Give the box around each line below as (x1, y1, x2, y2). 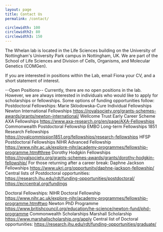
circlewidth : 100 (5, 25, 41, 30)
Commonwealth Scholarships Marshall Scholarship (29, 211, 132, 216)
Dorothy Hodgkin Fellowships (51, 149, 111, 155)
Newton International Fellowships (5, 108, 72, 114)
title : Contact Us (5, 12, 42, 17)
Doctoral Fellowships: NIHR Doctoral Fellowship (5, 190, 101, 196)
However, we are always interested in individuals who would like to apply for (5, 92, 159, 98)
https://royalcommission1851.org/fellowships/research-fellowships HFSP (5, 134, 151, 140)
